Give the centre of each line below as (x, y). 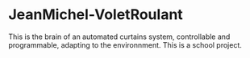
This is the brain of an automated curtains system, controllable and (119, 37)
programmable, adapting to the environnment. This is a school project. (125, 44)
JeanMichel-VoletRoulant (96, 15)
